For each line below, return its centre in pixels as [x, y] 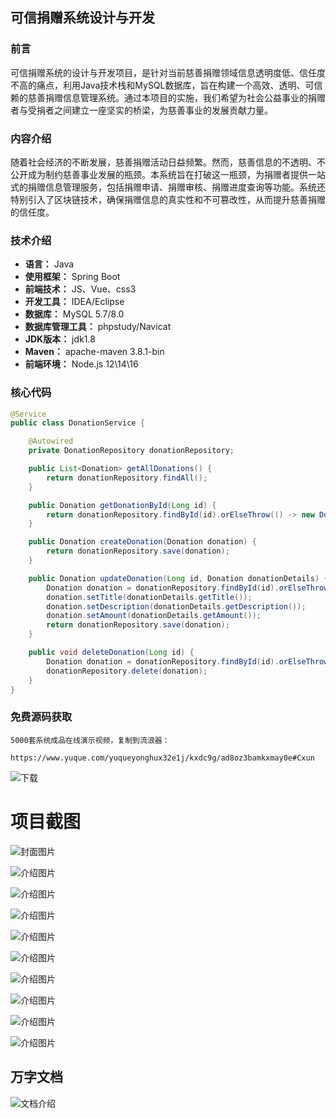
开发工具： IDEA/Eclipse [74, 302]
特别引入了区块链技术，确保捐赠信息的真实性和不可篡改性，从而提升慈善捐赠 [168, 199]
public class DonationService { [77, 423]
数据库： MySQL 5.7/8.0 [74, 314]
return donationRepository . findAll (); [127, 478]
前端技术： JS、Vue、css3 [80, 289]
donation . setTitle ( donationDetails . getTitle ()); [149, 597]
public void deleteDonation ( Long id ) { [111, 653]
